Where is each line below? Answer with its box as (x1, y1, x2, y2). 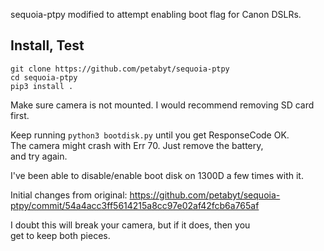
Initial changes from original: (10, 189, 128, 201)
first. (10, 109, 30, 121)
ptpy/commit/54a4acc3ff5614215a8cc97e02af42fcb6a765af (10, 199, 260, 211)
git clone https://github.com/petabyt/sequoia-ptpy (10, 64, 230, 74)
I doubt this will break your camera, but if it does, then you (10, 219, 251, 231)
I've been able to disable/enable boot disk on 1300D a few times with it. (10, 169, 304, 181)
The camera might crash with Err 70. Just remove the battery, (10, 139, 264, 151)
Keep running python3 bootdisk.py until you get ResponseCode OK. (10, 129, 290, 141)
